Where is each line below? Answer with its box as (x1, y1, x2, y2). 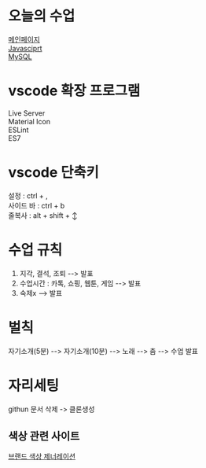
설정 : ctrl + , (8, 190, 49, 201)
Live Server (8, 108, 46, 118)
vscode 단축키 (8, 164, 100, 182)
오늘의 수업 (8, 7, 75, 25)
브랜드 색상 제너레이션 (8, 451, 76, 461)
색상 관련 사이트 (8, 429, 80, 443)
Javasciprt (8, 43, 42, 53)
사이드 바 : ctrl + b (8, 201, 65, 210)
